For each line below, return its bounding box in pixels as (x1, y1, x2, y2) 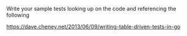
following (6, 11, 29, 19)
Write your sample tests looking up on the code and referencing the (6, 5, 177, 12)
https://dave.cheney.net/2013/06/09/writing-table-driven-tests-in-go (6, 23, 181, 30)
